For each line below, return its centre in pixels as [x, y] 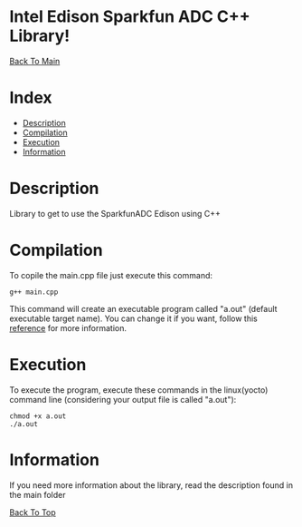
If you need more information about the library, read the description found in [151, 485]
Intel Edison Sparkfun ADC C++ [130, 17]
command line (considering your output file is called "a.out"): [123, 399]
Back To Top [33, 512]
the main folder [38, 494]
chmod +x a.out [38, 416]
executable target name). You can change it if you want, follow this [133, 318]
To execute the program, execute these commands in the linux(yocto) [139, 390]
